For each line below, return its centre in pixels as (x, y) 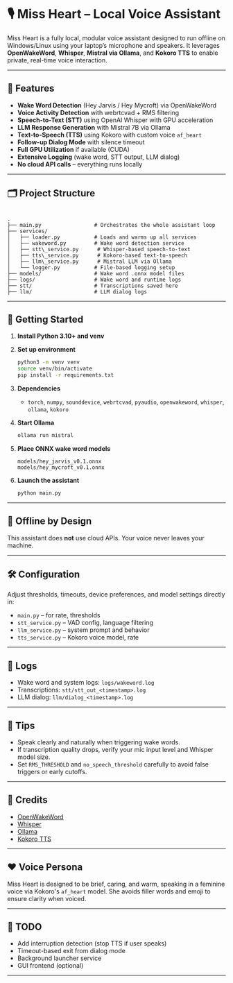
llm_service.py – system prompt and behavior (83, 630)
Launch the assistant (48, 480)
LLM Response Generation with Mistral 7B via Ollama (94, 127)
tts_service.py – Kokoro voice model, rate (78, 638)
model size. (34, 757)
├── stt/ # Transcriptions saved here (93, 286)
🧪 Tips (21, 725)
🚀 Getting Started (45, 319)
